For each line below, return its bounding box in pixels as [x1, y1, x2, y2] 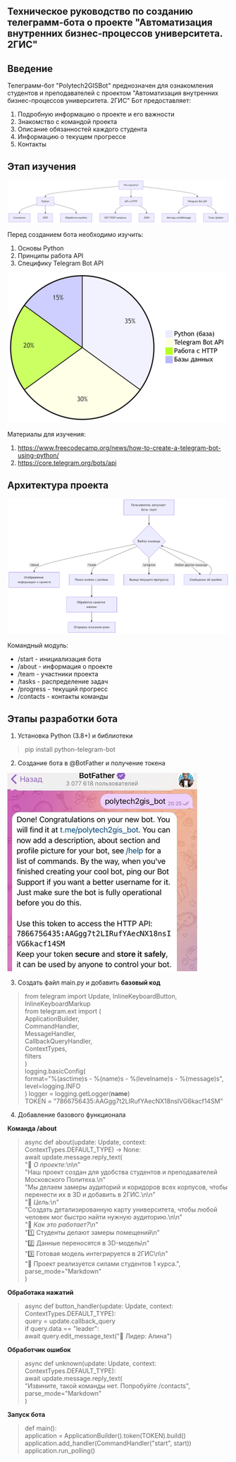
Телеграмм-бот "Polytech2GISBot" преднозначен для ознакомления [7, 81, 213, 90]
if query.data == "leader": [24, 1324, 100, 1332]
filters [24, 1052, 42, 1060]
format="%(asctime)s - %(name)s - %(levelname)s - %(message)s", [24, 1074, 224, 1083]
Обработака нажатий [7, 1288, 74, 1296]
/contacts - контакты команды [17, 693, 108, 701]
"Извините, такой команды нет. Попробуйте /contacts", [24, 1382, 190, 1390]
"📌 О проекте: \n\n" [24, 1160, 81, 1169]
